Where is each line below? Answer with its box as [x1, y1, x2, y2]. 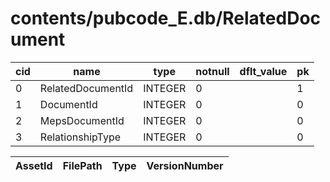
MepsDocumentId [39, 113, 125, 127]
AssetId [15, 158, 53, 172]
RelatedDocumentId [39, 81, 134, 95]
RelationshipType [39, 130, 122, 144]
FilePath [62, 158, 103, 172]
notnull [195, 64, 230, 78]
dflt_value [239, 64, 288, 78]
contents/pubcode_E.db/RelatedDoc [10, 7, 322, 30]
